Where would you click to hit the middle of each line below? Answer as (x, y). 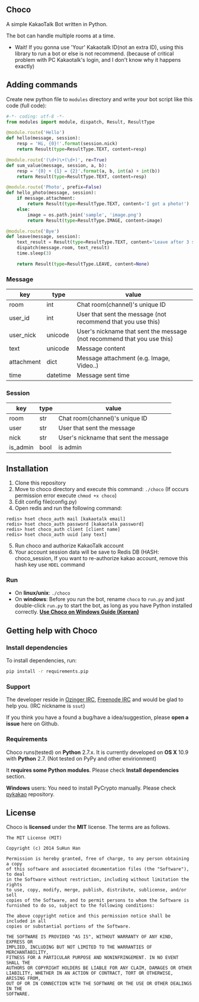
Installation (27, 468)
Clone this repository (40, 483)
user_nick (23, 335)
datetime (59, 375)
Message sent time (103, 375)
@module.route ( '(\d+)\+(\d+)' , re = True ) (57, 160)
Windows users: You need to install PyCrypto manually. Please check (91, 788)
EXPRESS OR (20, 942)
